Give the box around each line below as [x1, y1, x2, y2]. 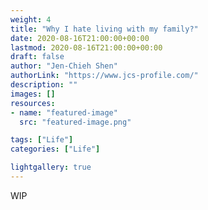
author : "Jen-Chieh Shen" [10, 61, 118, 71]
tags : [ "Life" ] [10, 135, 74, 145]
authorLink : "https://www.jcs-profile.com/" [10, 71, 199, 81]
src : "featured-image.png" [19, 117, 132, 127]
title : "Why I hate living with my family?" [10, 24, 199, 34]
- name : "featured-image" [10, 107, 118, 118]
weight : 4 [10, 14, 52, 25]
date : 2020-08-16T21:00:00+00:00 [10, 33, 150, 43]
